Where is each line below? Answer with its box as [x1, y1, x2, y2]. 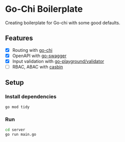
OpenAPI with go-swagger [12, 53, 67, 59]
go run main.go [5, 132, 37, 137]
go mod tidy [5, 105, 30, 109]
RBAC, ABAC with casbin [12, 64, 63, 70]
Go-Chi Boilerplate [5, 3, 83, 15]
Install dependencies [5, 93, 57, 100]
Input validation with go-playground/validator [12, 58, 105, 64]
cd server [5, 127, 26, 132]
